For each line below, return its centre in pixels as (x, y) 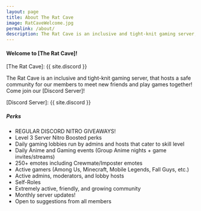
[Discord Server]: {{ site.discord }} (49, 103)
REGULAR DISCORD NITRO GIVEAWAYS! (65, 131)
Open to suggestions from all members (63, 201)
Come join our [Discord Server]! (46, 91)
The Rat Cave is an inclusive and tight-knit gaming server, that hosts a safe (99, 78)
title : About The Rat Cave (40, 17)
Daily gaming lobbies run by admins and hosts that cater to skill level (100, 144)
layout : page (22, 12)
